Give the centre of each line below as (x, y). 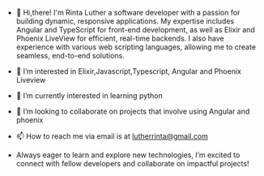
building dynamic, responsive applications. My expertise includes (125, 21)
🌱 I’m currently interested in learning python (89, 96)
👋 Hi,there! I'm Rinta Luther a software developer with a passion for (128, 13)
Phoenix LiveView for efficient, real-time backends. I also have (120, 38)
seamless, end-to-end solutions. (70, 56)
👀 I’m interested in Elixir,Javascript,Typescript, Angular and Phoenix (128, 71)
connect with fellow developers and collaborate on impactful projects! (132, 163)
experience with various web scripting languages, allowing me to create (136, 47)
